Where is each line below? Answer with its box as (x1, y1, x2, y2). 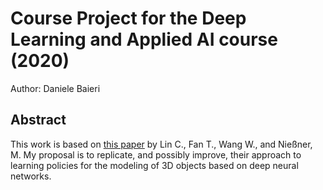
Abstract (10, 112, 67, 129)
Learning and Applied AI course (10, 28, 278, 51)
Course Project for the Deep (10, 7, 247, 30)
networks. (10, 170, 52, 182)
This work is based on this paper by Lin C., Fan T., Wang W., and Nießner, (10, 138, 313, 150)
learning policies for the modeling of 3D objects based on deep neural (10, 159, 299, 171)
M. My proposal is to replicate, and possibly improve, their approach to (10, 148, 302, 161)
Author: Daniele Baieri (10, 82, 101, 94)
